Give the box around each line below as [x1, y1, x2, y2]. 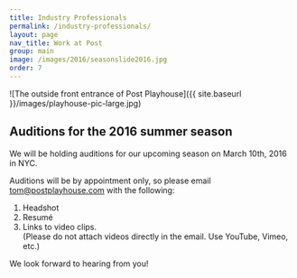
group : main [9, 47, 54, 56]
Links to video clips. [22, 221, 97, 232]
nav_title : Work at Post [9, 38, 103, 48]
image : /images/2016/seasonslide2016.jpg [9, 55, 168, 64]
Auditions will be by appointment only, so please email [9, 175, 211, 186]
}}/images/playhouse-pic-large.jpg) [9, 97, 142, 108]
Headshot [22, 202, 60, 213]
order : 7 [9, 64, 42, 73]
